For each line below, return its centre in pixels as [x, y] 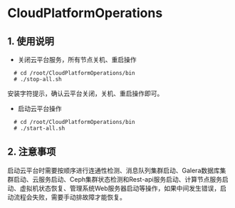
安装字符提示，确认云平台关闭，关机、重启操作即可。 [85, 93]
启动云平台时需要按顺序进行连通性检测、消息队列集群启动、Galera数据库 [114, 170]
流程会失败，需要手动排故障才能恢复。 [69, 197]
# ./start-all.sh [40, 128]
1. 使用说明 [31, 41]
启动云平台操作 [40, 109]
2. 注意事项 [32, 152]
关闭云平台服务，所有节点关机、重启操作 [77, 59]
